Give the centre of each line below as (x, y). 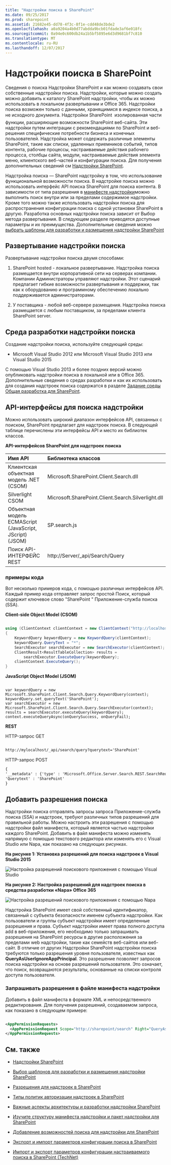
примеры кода (25, 577)
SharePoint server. (32, 316)
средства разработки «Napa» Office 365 (51, 890)
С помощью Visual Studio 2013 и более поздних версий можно (74, 370)
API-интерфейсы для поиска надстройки (74, 407)
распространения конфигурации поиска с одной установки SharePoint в (84, 208)
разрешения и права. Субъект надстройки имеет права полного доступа (85, 926)
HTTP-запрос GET (25, 736)
